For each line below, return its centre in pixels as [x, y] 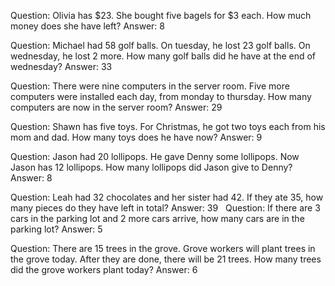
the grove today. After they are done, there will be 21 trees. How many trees [166, 259]
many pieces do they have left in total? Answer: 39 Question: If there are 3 [165, 208]
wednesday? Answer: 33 [61, 66]
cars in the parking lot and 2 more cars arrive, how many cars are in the [157, 218]
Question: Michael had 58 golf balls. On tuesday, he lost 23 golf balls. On [160, 45]
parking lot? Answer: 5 [56, 229]
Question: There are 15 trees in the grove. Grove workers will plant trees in [163, 248]
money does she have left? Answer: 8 [87, 26]
